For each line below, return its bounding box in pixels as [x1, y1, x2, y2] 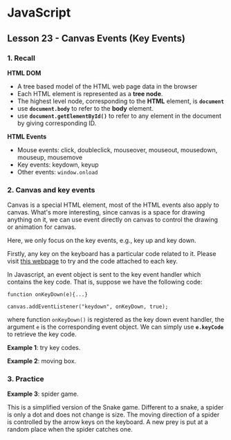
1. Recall [7, 53, 36, 63]
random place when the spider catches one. [7, 425, 133, 434]
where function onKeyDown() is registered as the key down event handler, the [7, 315, 225, 324]
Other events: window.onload [17, 167, 98, 176]
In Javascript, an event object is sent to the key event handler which [7, 271, 201, 279]
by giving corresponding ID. [17, 119, 97, 127]
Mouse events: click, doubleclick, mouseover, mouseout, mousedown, [17, 145, 218, 154]
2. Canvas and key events [7, 185, 95, 194]
